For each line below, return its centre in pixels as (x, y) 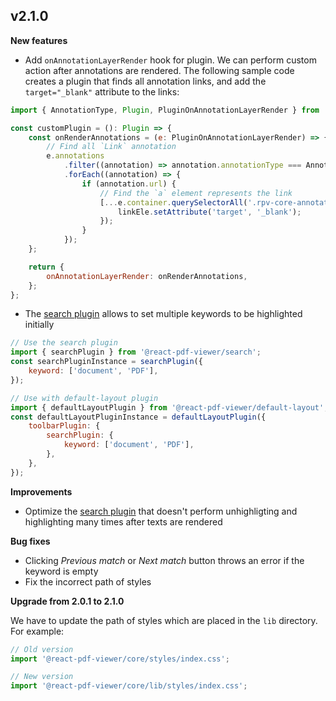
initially (39, 325)
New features (39, 40)
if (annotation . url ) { (129, 184)
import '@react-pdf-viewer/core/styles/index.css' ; (120, 659)
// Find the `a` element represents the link (196, 193)
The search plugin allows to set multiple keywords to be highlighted (163, 314)
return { (46, 267)
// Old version (42, 649)
